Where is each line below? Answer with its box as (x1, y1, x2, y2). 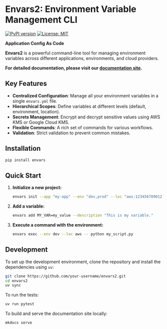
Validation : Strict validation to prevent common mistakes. (12, 130, 131, 136)
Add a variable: (12, 203, 45, 209)
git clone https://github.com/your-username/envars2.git (5, 274, 126, 279)
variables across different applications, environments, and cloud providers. (5, 55, 159, 61)
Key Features (5, 79, 47, 88)
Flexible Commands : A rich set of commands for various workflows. (12, 124, 154, 130)
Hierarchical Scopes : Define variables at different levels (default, (12, 103, 147, 109)
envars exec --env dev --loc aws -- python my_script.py (12, 232, 134, 237)
